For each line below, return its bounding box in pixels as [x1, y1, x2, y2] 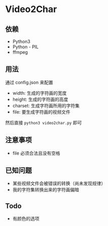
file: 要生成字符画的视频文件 [12, 109, 71, 115]
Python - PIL [12, 44, 39, 50]
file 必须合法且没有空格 [12, 150, 61, 156]
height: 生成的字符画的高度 [12, 96, 69, 102]
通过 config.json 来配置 [5, 79, 53, 85]
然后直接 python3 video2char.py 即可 [5, 119, 82, 125]
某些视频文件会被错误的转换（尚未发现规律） [12, 180, 106, 187]
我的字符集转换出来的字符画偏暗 [12, 187, 79, 193]
